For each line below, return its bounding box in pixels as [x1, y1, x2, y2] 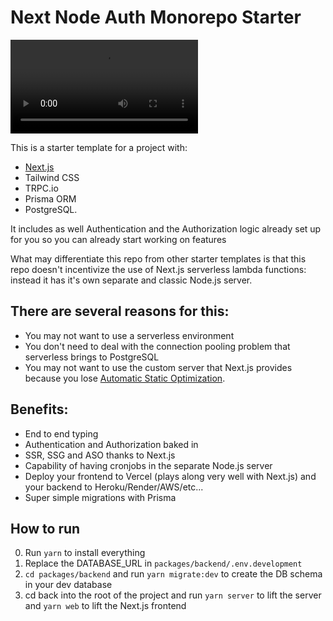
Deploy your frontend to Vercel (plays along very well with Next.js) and [24, 470, 317, 482]
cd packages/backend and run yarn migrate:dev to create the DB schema [24, 568, 323, 580]
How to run [10, 520, 81, 537]
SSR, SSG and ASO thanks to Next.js [24, 449, 176, 461]
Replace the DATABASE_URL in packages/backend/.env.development [24, 557, 303, 570]
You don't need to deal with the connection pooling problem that [24, 340, 291, 352]
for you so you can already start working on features [10, 233, 227, 245]
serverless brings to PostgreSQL [24, 351, 160, 363]
